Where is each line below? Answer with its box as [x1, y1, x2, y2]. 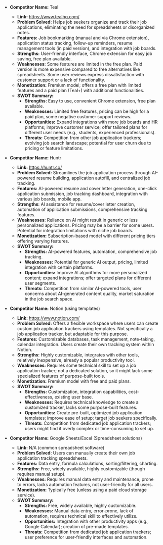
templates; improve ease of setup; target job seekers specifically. [24, 415, 158, 421]
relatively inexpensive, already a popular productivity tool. [17, 357, 135, 363]
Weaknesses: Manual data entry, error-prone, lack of [24, 508, 134, 514]
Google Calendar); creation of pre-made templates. [24, 524, 129, 529]
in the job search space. [24, 296, 74, 301]
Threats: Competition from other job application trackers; [24, 135, 142, 141]
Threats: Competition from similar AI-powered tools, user [24, 286, 142, 291]
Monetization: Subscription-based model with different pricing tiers [17, 233, 156, 239]
